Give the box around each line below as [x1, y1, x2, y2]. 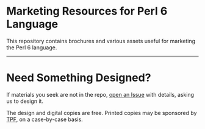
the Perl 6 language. [6, 44, 57, 51]
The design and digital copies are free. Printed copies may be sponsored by [6, 109, 197, 116]
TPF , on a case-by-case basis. [6, 116, 84, 123]
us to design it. [6, 97, 44, 105]
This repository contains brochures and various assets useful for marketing [6, 37, 196, 44]
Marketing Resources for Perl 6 [6, 4, 168, 18]
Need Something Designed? [6, 71, 151, 85]
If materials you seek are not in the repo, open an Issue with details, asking [6, 91, 194, 98]
